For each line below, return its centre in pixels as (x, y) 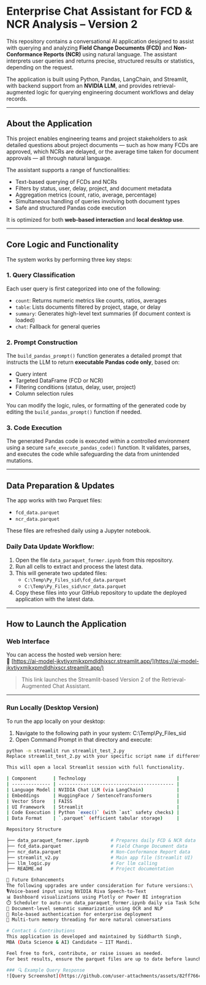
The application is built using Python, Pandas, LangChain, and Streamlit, (97, 79)
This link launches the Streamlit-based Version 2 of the (91, 680)
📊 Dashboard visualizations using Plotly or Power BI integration (94, 897)
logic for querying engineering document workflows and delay (115, 92)
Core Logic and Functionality (63, 245)
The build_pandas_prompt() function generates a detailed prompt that (94, 356)
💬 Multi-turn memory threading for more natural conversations (89, 920)
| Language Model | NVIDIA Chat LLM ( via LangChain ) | (93, 790)
